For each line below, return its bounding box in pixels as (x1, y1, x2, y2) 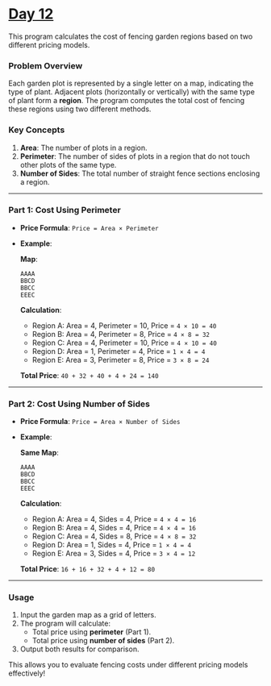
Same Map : (19, 448, 59, 458)
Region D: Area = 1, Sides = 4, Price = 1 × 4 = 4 (31, 540, 192, 550)
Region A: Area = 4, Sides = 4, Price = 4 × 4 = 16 (31, 514, 197, 524)
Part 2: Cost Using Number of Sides (8, 398, 151, 410)
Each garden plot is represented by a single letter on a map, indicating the (8, 78, 254, 89)
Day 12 (8, 5, 54, 23)
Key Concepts (8, 124, 65, 135)
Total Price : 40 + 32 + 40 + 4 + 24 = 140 (19, 370, 159, 380)
